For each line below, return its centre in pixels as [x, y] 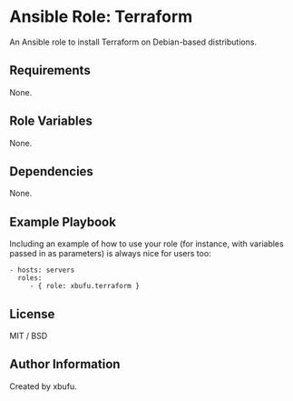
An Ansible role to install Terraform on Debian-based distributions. [133, 42]
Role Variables [51, 121]
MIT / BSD [29, 336]
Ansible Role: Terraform [101, 17]
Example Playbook [63, 221]
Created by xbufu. [43, 386]
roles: [30, 278]
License [32, 314]
